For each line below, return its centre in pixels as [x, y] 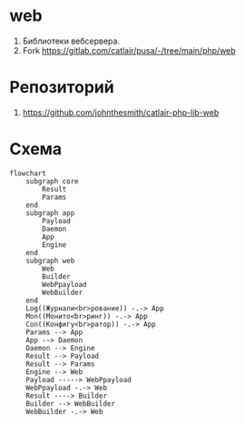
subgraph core [52, 181]
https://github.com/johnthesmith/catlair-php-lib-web [121, 112]
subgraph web [50, 261]
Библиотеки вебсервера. [71, 41]
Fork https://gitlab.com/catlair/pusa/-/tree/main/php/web [129, 50]
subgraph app [50, 213]
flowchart [28, 173]
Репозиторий [62, 88]
